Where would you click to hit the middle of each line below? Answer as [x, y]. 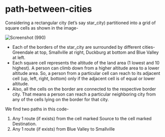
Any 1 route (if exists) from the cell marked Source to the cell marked [82, 118]
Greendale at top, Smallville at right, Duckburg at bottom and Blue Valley [85, 52]
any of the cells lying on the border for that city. [61, 99]
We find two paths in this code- [37, 109]
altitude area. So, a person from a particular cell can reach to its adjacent [86, 73]
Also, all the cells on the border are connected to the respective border [84, 89]
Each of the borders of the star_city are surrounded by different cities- [83, 47]
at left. [19, 57]
